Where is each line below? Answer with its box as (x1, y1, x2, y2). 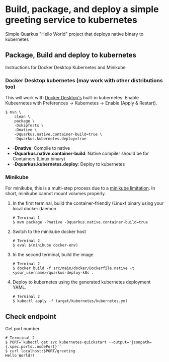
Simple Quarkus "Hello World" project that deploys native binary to (5, 31, 144, 37)
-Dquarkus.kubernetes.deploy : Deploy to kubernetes (12, 161, 125, 167)
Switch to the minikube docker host (12, 228, 87, 235)
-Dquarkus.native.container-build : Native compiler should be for (12, 150, 149, 157)
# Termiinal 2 (5, 335, 35, 341)
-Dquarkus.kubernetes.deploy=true (14, 136, 87, 142)
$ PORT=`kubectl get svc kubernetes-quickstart (5, 340, 107, 345)
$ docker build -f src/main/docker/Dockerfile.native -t (12, 266, 135, 271)
